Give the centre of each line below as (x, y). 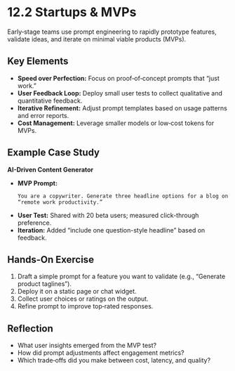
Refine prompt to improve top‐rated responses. (85, 306)
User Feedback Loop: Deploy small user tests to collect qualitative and (120, 93)
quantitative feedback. (50, 100)
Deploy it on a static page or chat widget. (77, 292)
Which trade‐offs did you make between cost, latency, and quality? (114, 360)
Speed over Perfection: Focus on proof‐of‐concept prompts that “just (118, 78)
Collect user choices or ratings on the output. (83, 299)
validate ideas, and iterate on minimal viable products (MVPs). (97, 39)
